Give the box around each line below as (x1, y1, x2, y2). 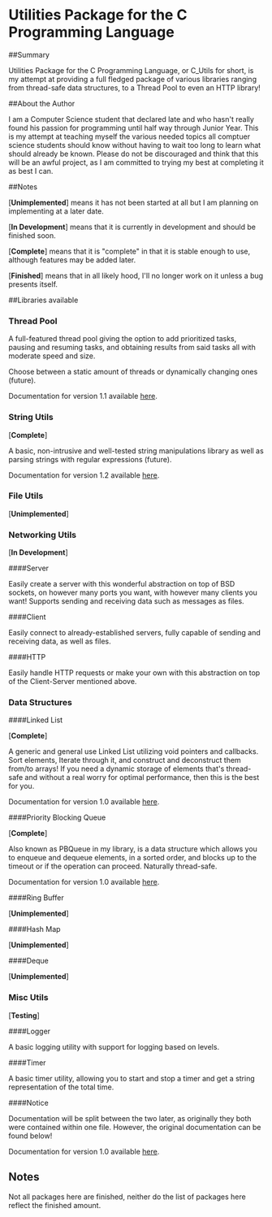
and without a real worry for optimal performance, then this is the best (24, 773, 260, 782)
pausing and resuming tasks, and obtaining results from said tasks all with (8, 343, 256, 353)
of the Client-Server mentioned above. (8, 677, 137, 686)
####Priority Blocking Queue (8, 812, 106, 822)
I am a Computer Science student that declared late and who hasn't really (8, 114, 254, 123)
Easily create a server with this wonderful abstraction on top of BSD (8, 579, 235, 589)
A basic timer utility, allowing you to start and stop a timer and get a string (8, 1073, 256, 1083)
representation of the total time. (8, 1082, 114, 1092)
